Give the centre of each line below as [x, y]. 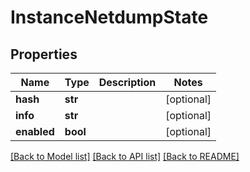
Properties [44, 54]
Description [127, 82]
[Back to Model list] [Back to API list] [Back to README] [125, 156]
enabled [35, 131]
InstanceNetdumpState [109, 17]
